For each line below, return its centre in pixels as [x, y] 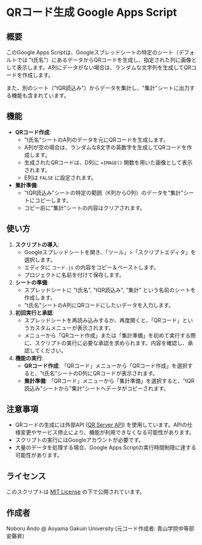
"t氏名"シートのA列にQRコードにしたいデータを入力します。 [99, 305]
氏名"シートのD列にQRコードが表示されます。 [101, 373]
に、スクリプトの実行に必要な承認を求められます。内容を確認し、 [106, 343]
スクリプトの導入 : [37, 244]
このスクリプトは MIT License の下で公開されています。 [76, 492]
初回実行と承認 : [34, 312]
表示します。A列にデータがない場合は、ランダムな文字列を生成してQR [104, 68]
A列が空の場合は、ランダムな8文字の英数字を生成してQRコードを [106, 147]
